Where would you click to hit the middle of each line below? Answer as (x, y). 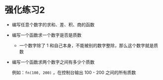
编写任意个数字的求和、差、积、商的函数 (53, 25)
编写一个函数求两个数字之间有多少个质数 (53, 62)
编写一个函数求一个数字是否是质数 (47, 35)
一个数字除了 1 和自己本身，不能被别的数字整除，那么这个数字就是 (86, 45)
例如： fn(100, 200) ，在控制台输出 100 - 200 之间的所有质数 (74, 72)
